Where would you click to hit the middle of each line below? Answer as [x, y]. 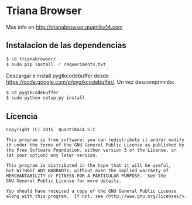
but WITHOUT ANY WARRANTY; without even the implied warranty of [87, 171]
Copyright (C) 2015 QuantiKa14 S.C [51, 130]
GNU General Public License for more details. [64, 181]
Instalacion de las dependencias [66, 45]
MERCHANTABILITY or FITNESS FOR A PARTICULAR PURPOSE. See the [86, 176]
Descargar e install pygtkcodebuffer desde [58, 76]
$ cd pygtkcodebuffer [32, 93]
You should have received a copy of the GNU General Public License [91, 192]
